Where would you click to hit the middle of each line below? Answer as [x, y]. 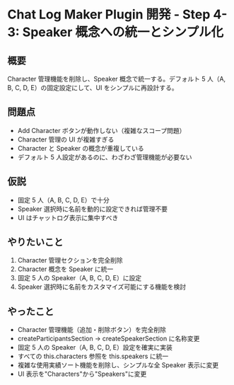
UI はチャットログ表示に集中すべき [68, 217]
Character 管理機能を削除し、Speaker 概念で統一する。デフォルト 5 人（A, [117, 79]
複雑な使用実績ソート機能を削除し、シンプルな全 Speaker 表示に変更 [118, 365]
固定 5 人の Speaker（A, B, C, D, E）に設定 [80, 278]
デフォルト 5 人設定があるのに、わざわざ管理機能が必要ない [105, 157]
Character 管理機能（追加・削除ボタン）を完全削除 [92, 330]
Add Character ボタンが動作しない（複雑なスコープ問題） [101, 130]
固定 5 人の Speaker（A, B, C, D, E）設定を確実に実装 [95, 347]
